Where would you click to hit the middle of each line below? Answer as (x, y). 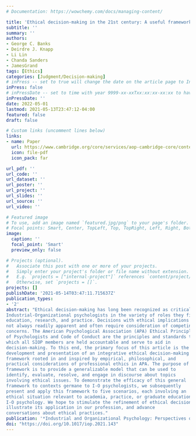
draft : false (22, 120)
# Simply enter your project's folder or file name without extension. (98, 271)
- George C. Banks (28, 44)
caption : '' (26, 239)
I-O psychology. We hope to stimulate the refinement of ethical (87, 402)
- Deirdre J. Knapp (30, 50)
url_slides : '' (24, 196)
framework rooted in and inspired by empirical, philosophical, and (91, 359)
